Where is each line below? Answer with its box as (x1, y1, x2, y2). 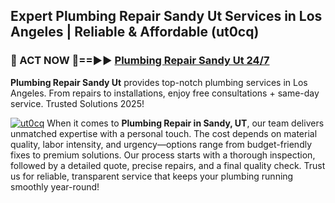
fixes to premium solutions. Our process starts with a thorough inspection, (10, 149, 316, 161)
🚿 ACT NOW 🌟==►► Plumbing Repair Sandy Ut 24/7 (10, 54, 270, 68)
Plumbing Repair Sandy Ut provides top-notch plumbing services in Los (10, 76, 308, 88)
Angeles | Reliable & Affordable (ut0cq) (10, 24, 260, 41)
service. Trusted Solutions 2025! (10, 97, 145, 109)
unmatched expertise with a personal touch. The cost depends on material (10, 127, 318, 139)
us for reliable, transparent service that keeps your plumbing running (10, 170, 294, 182)
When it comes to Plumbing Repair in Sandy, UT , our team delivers (46, 117, 325, 129)
